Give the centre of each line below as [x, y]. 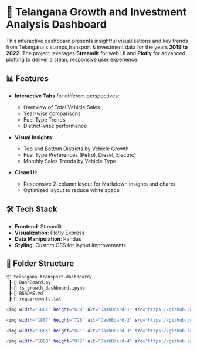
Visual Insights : [34, 137]
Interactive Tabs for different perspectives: [67, 96]
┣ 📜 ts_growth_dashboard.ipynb [47, 288]
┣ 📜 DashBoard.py [30, 282]
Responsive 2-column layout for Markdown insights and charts [99, 184]
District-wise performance [55, 126]
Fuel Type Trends [44, 119]
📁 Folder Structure [40, 263]
